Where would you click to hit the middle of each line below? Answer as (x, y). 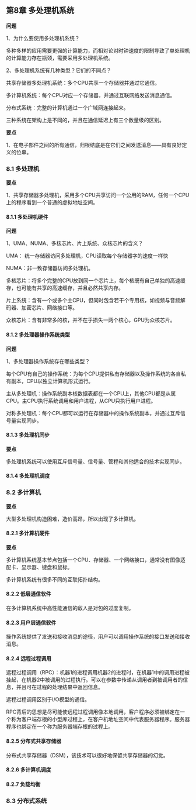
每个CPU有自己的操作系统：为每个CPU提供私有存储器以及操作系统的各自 (94, 374)
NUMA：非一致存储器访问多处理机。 (50, 268)
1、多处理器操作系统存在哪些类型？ (48, 361)
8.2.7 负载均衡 (23, 784)
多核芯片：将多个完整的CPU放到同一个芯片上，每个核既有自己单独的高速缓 (96, 281)
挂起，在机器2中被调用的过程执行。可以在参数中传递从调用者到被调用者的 (94, 680)
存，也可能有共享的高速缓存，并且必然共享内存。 (65, 288)
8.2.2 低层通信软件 (29, 594)
